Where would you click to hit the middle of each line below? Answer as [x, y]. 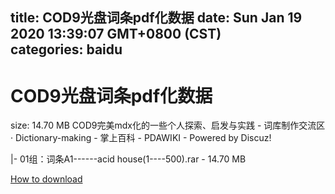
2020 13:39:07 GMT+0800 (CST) [116, 34]
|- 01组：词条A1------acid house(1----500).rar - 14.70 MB [128, 159]
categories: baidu [66, 49]
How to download [46, 179]
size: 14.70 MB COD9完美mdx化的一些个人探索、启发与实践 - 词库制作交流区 [168, 125]
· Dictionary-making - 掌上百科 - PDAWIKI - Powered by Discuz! [141, 138]
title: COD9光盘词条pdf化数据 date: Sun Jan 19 [156, 18]
